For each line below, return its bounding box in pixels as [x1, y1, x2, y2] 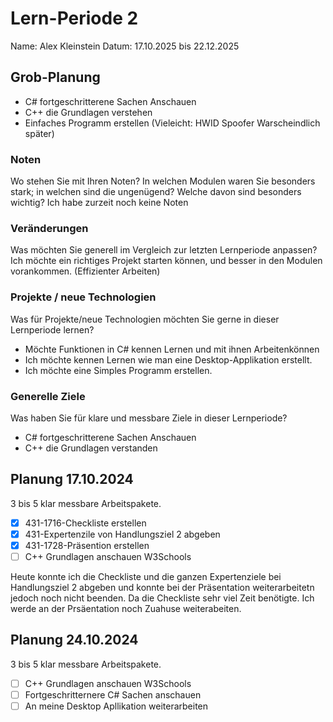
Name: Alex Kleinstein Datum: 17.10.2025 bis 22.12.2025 [10, 40, 240, 52]
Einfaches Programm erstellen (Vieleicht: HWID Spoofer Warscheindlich [24, 117, 321, 129]
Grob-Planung [10, 69, 101, 86]
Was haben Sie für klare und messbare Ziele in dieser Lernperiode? [10, 412, 288, 424]
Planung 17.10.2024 [10, 471, 134, 488]
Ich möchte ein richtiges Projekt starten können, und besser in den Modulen [10, 255, 323, 267]
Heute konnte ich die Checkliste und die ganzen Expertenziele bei [10, 571, 282, 582]
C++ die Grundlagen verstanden [24, 442, 158, 454]
